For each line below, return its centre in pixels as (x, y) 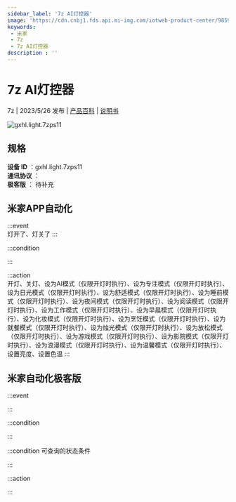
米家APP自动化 (40, 209)
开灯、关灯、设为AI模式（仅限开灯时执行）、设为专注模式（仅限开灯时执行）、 (118, 284)
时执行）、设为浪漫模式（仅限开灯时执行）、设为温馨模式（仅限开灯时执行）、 (117, 345)
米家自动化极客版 (44, 378)
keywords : (22, 27)
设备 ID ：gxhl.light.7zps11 (45, 166)
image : (17, 20)
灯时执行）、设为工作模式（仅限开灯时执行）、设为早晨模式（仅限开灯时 (109, 310)
